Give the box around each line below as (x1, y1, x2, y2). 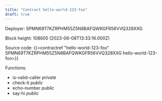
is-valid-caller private (12, 74, 56, 80)
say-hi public (12, 90, 39, 96)
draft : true (5, 12, 30, 17)
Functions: (5, 65, 27, 71)
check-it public (12, 80, 43, 86)
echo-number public (12, 85, 54, 91)
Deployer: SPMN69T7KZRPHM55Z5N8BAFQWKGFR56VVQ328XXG (5, 25, 143, 31)
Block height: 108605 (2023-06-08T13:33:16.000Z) (5, 35, 110, 41)
